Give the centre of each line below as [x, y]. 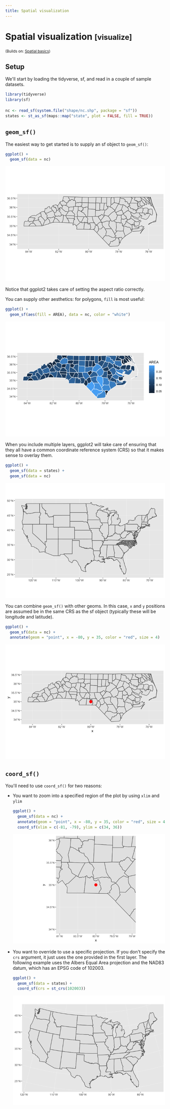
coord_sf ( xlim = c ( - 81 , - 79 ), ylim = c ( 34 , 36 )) [70, 827]
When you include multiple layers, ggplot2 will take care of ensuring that [81, 445]
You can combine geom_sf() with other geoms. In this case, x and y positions [85, 606]
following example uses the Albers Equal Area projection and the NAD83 [88, 962]
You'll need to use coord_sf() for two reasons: [54, 786]
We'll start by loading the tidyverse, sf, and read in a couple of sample [78, 79]
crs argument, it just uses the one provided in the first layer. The [80, 957]
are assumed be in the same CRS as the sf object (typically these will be [81, 611]
